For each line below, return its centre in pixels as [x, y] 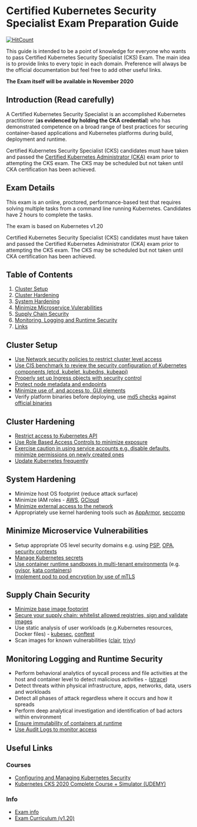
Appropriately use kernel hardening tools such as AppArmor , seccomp [100, 512]
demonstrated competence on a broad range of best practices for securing [97, 126]
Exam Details [31, 188]
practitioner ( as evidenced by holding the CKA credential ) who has [88, 120]
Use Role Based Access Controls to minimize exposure [81, 442]
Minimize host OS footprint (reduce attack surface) [76, 493]
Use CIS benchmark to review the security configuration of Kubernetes [101, 365]
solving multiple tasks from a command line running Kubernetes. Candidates [98, 208]
